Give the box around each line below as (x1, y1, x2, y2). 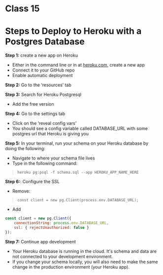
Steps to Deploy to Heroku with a (5, 26, 142, 37)
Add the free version (12, 101, 54, 107)
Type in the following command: (12, 160, 78, 166)
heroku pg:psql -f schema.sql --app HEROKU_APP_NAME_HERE (17, 170, 139, 175)
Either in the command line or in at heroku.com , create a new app (12, 62, 145, 68)
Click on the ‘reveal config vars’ (12, 120, 77, 126)
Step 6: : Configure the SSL (5, 179, 60, 185)
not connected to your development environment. (12, 253, 113, 259)
